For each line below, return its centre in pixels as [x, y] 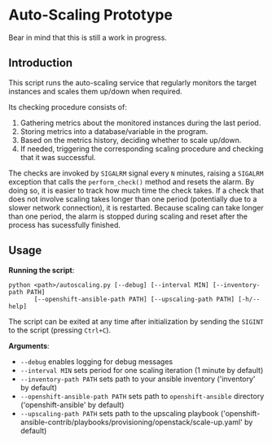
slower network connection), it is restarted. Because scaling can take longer [136, 207]
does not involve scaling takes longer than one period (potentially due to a [133, 199]
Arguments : [29, 345]
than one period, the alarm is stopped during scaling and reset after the [128, 216]
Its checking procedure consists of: [68, 106]
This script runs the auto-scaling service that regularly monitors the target [133, 82]
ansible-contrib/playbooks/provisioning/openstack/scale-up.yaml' [131, 422]
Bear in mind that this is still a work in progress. [88, 37]
